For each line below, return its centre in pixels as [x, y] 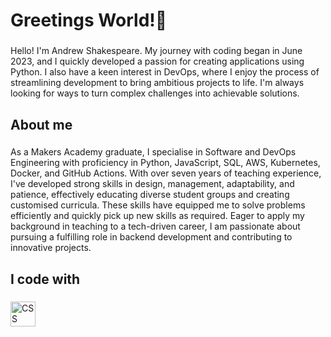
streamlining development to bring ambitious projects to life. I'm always [157, 83]
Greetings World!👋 [89, 20]
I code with [45, 279]
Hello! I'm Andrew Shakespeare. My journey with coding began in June [156, 51]
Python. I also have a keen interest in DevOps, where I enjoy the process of [165, 72]
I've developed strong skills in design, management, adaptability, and [152, 184]
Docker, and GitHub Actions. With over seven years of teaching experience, [166, 173]
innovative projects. [51, 248]
